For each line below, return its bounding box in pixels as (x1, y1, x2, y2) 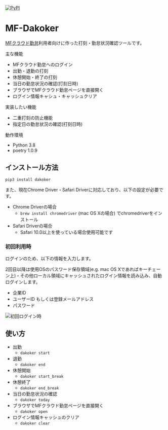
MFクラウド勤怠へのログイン (12, 61, 73, 67)
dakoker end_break (20, 385, 59, 390)
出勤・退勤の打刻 (12, 67, 49, 74)
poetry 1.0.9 (12, 147, 38, 153)
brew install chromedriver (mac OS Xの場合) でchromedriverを (20, 210, 154, 216)
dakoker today (20, 397, 50, 403)
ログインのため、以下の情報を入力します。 (5, 256, 94, 262)
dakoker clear (20, 421, 50, 426)
